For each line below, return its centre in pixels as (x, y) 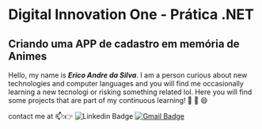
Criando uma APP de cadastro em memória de (124, 44)
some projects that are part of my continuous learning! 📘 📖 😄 (108, 100)
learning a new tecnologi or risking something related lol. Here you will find (130, 92)
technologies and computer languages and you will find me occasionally (126, 83)
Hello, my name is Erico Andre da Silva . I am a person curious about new (128, 75)
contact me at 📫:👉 (41, 116)
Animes (28, 56)
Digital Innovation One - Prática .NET (131, 15)
